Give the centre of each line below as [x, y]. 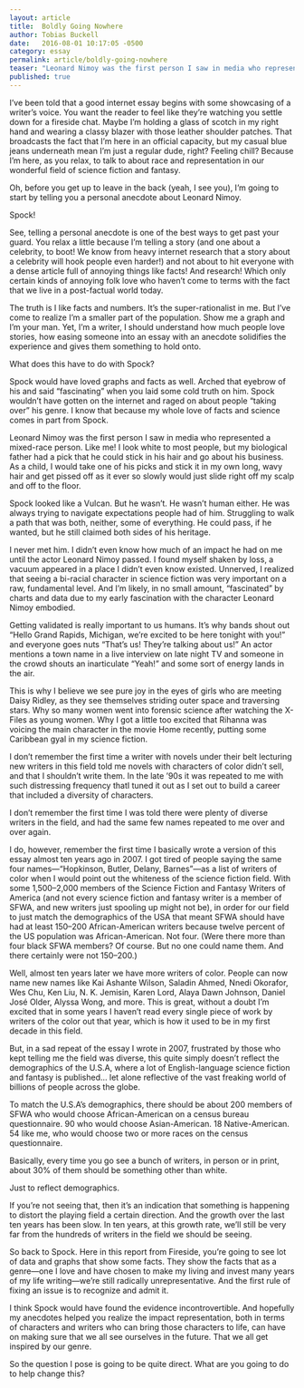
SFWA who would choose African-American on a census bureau [129, 1114]
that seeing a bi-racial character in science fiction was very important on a [148, 578]
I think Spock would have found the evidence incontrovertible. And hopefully [152, 1307]
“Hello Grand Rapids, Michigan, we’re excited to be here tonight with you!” [147, 635]
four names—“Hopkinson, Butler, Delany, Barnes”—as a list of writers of [143, 869]
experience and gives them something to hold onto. [105, 346]
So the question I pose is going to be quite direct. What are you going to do [149, 1364]
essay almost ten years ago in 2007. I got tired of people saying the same [146, 859]
